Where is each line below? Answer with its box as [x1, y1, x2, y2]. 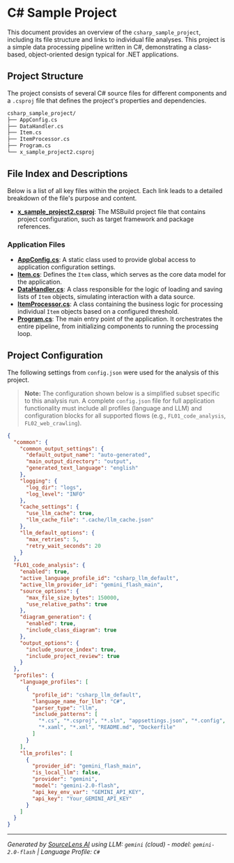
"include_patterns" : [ [32, 711, 98, 718]
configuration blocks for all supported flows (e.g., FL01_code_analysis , [24, 411, 226, 420]
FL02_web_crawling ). [24, 418, 82, 427]
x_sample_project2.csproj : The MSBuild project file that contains [17, 207, 206, 215]
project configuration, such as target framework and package [17, 215, 194, 223]
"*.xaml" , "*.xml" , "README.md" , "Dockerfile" [38, 724, 176, 731]
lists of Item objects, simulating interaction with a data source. [17, 292, 196, 300]
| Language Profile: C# [37, 848, 100, 856]
